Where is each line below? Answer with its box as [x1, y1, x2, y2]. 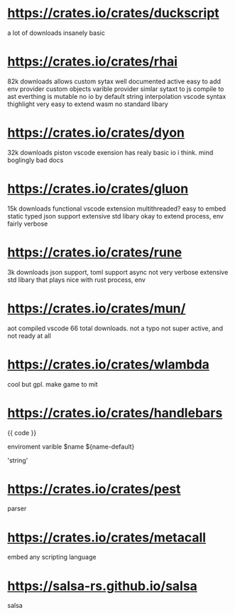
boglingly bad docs [7, 155, 64, 164]
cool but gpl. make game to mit [7, 379, 98, 389]
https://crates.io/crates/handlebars [7, 404, 223, 421]
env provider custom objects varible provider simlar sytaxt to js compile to [7, 84, 224, 93]
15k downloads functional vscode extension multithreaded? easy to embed [7, 204, 226, 213]
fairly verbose [7, 219, 48, 228]
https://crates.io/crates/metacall [7, 529, 207, 545]
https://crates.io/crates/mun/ [7, 300, 186, 316]
